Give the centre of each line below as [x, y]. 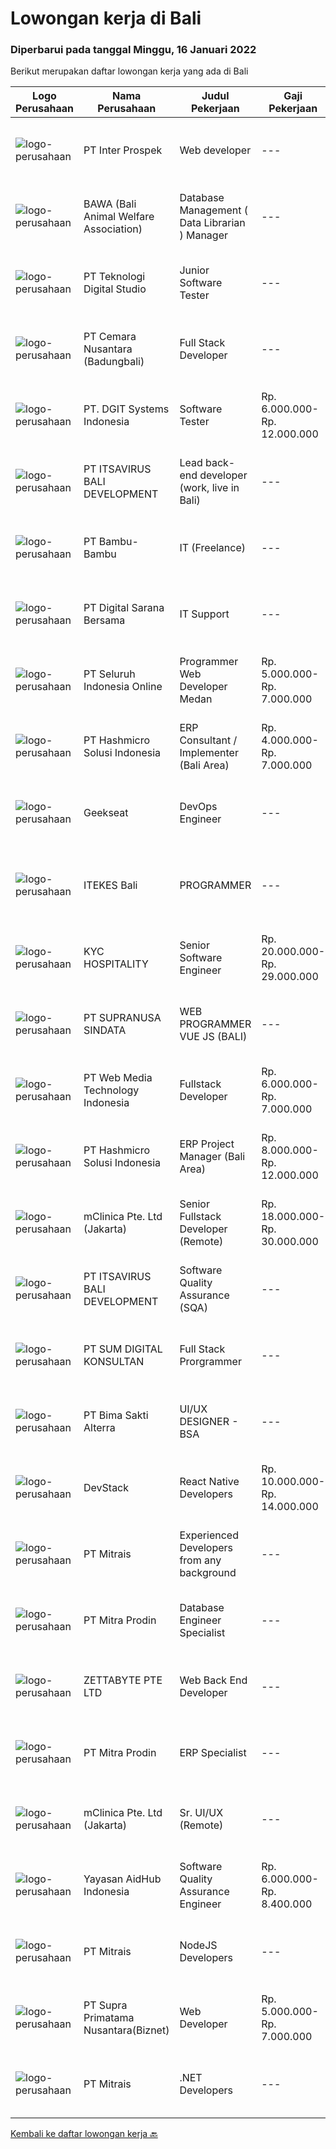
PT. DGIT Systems [126, 409]
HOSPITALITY [116, 964]
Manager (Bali [212, 1157]
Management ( [213, 210]
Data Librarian [212, 223]
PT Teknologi [114, 277]
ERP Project [207, 1144]
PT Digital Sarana [124, 608]
